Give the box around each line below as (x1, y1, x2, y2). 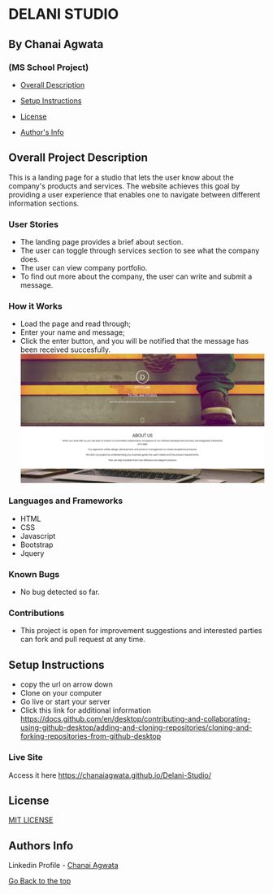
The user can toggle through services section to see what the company (19, 245, 260, 255)
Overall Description (19, 80, 85, 89)
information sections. (8, 198, 80, 208)
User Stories (8, 219, 59, 230)
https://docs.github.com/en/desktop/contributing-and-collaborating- (19, 714, 251, 724)
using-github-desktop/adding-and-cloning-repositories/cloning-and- (19, 723, 253, 732)
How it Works (8, 300, 63, 311)
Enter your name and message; (19, 328, 125, 337)
